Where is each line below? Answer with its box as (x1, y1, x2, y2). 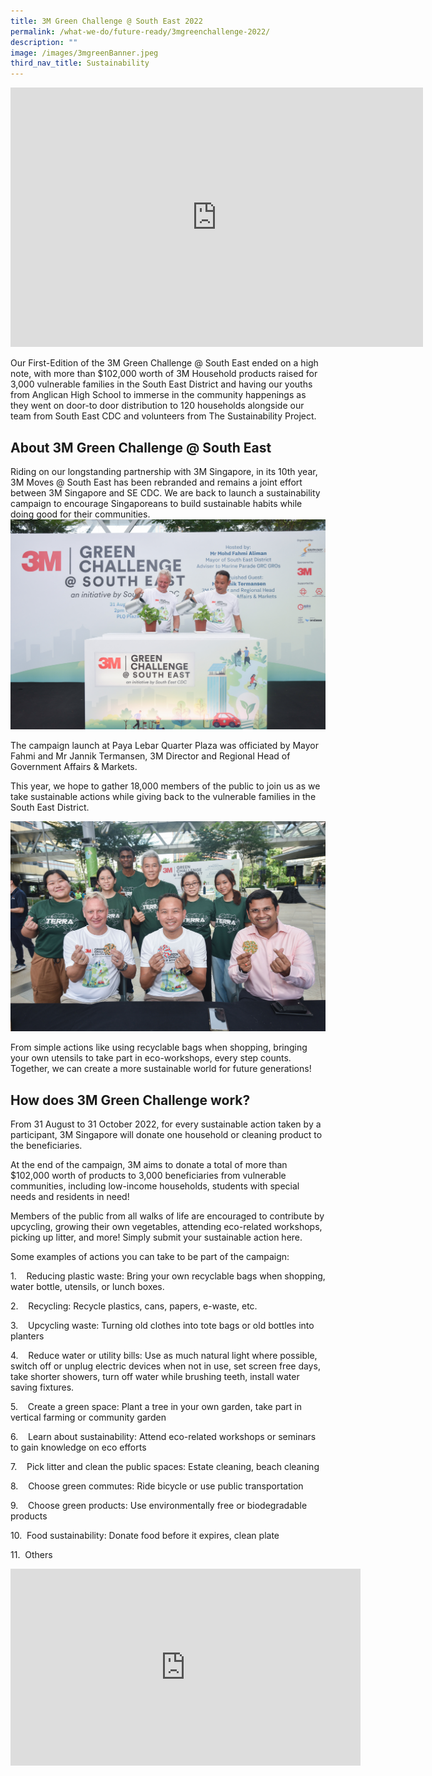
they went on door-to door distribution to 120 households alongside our (10, 400, 305, 412)
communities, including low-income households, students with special (10, 1180, 300, 1192)
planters (10, 1330, 45, 1342)
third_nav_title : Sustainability (10, 58, 150, 69)
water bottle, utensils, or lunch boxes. (10, 1281, 165, 1293)
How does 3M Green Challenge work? (10, 1091, 251, 1109)
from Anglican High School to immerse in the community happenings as (10, 389, 307, 401)
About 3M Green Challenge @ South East (10, 439, 272, 456)
